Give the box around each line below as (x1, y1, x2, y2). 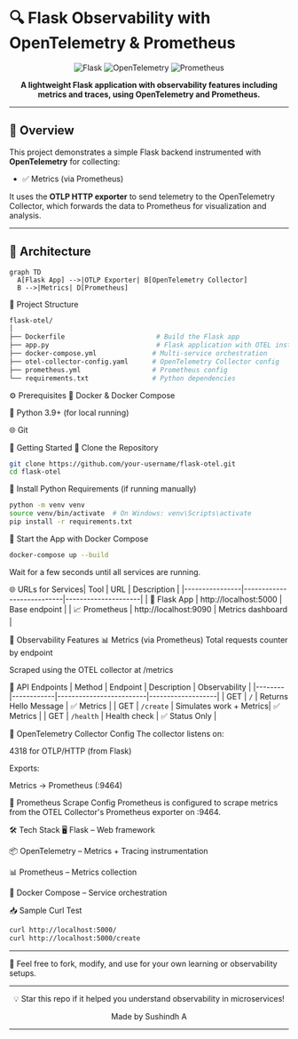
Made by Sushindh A (110, 1011, 188, 1021)
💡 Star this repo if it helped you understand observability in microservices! (12, 993, 286, 1003)
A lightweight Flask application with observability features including (20, 79, 278, 90)
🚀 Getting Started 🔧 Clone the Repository (9, 442, 159, 452)
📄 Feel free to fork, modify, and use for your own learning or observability (9, 958, 278, 969)
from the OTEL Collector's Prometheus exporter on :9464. (9, 806, 222, 817)
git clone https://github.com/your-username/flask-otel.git (9, 460, 237, 468)
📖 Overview (9, 123, 74, 139)
